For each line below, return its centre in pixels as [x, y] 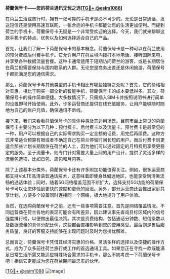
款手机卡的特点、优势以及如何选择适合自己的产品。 [58, 38]
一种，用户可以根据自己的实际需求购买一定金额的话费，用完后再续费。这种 [83, 133]
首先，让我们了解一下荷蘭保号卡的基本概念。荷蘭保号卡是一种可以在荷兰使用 [85, 48]
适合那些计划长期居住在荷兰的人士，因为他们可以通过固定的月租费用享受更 [83, 146]
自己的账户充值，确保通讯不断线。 [49, 110]
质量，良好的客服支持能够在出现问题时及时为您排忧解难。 [69, 231]
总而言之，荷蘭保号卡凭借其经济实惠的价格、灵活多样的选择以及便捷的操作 [83, 242]
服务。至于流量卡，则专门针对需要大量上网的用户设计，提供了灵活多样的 [89, 152]
